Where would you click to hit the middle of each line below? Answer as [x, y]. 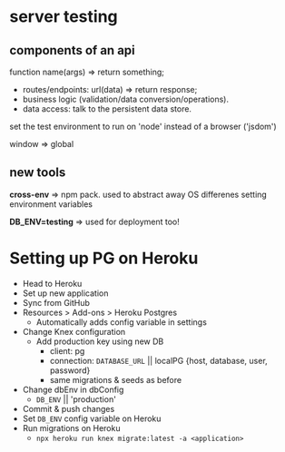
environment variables [51, 204]
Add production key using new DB [100, 341]
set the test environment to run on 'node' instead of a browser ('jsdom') [143, 126]
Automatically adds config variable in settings [121, 322]
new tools [38, 173]
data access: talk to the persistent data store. [107, 109]
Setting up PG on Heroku [104, 258]
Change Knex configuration [74, 331]
